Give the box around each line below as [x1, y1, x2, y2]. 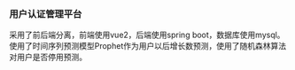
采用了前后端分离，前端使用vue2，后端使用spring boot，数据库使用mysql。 [9, 29, 285, 41]
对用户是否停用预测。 [9, 51, 87, 63]
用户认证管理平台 [9, 7, 82, 19]
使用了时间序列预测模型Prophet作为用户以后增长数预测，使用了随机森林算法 [9, 41, 286, 51]
